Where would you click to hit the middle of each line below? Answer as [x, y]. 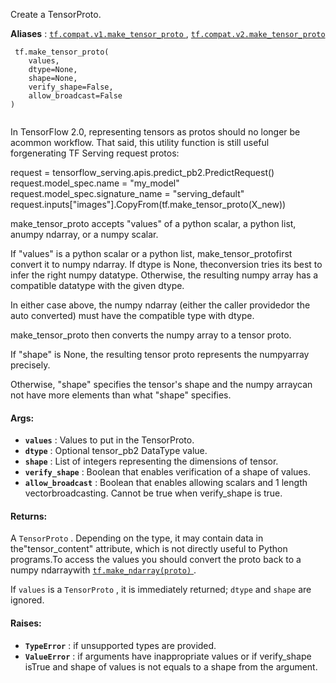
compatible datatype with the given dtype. [97, 285]
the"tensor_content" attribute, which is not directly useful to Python [149, 549]
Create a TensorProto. [56, 14]
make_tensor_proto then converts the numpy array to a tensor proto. [151, 335]
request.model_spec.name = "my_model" [95, 183]
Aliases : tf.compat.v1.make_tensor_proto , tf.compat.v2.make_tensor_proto [168, 33]
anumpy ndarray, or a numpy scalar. [84, 234]
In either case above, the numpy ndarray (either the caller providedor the [160, 305]
